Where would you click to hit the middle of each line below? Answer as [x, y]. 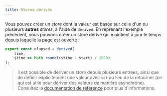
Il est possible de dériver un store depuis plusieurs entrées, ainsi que [88, 72]
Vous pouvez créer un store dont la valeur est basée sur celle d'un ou [77, 24]
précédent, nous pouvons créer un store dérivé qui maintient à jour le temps [83, 34]
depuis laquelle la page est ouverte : [42, 40]
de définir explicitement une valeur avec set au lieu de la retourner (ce [89, 78]
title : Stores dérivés [29, 10]
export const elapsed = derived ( [40, 49]
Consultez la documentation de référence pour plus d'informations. [86, 88]
